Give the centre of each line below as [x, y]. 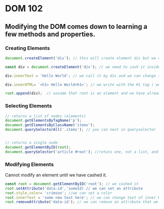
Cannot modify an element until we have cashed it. [56, 175]
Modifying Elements [30, 164]
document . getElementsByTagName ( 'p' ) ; [43, 121]
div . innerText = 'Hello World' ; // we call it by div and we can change [81, 76]
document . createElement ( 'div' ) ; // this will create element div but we [81, 58]
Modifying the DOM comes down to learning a [76, 27]
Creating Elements [28, 48]
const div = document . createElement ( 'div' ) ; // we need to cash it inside [83, 67]
